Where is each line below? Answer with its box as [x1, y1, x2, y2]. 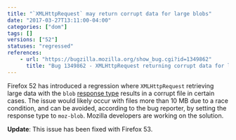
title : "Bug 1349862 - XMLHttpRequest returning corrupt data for [25, 62, 225, 69]
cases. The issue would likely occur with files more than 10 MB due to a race [7, 96, 228, 105]
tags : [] [7, 29, 33, 37]
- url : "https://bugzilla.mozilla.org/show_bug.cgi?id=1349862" [20, 56, 212, 63]
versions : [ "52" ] [7, 36, 58, 43]
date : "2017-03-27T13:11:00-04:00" [7, 17, 112, 24]
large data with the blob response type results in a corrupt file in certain [7, 89, 215, 97]
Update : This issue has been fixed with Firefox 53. [7, 125, 153, 133]
